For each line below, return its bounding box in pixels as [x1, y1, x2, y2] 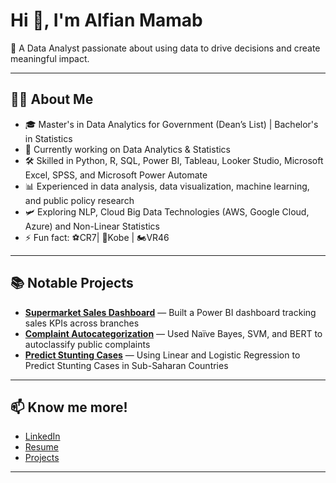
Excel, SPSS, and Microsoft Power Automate [24, 169, 208, 181]
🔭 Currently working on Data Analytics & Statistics [24, 143, 231, 155]
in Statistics [24, 132, 73, 144]
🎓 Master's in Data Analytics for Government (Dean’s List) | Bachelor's [24, 118, 319, 130]
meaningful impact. [10, 52, 90, 64]
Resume [24, 441, 59, 453]
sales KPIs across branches [24, 317, 140, 329]
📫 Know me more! [10, 399, 128, 416]
